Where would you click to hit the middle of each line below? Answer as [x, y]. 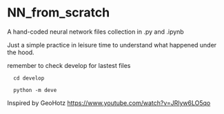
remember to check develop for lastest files [69, 65]
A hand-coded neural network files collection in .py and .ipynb [95, 32]
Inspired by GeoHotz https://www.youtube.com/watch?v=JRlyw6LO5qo [109, 103]
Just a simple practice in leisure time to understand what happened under [112, 45]
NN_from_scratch [59, 13]
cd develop [29, 78]
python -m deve [35, 90]
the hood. [21, 52]
